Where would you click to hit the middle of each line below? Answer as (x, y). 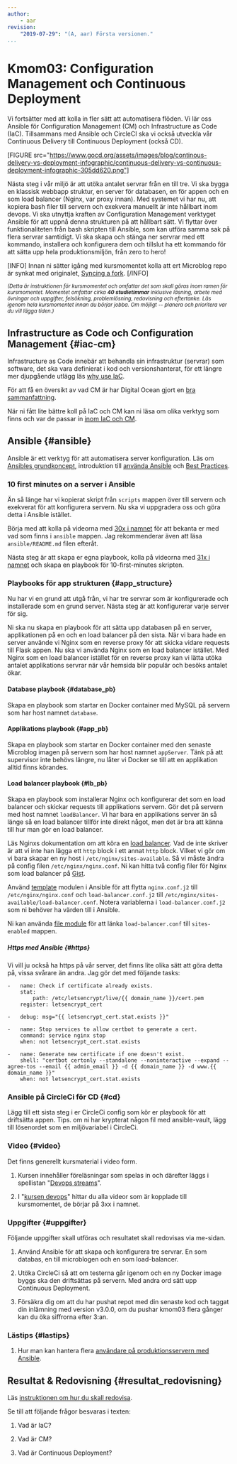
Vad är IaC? (34, 1425)
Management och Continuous (97, 84)
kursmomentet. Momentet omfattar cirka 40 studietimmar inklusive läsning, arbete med (115, 293)
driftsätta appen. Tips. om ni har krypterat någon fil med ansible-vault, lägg (117, 1120)
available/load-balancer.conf (52, 903)
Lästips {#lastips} (39, 1335)
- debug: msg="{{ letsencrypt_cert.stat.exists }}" (88, 1016)
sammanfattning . (32, 397)
